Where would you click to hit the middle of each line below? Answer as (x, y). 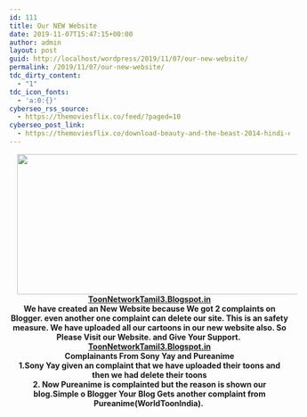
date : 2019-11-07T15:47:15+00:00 (71, 34)
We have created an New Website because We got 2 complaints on (149, 308)
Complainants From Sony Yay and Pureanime (149, 356)
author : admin (36, 42)
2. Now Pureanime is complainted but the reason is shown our (149, 384)
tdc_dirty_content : (45, 76)
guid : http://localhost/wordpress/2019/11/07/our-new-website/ (129, 59)
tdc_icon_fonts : (39, 92)
